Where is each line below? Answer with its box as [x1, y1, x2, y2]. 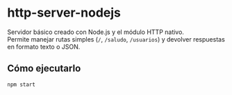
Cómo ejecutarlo [7, 62, 81, 74]
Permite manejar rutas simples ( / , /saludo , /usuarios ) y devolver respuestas [7, 35, 226, 43]
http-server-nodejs [7, 5, 122, 21]
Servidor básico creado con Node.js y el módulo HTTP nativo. [7, 28, 184, 36]
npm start [7, 81, 36, 88]
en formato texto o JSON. [7, 42, 81, 51]
